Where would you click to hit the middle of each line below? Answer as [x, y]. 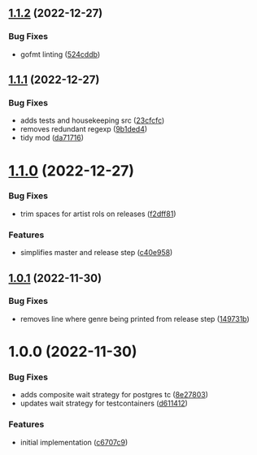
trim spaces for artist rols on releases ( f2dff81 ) [98, 214]
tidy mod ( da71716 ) [52, 138]
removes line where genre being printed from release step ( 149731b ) [135, 318]
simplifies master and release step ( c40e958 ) [96, 253]
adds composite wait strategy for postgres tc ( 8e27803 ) [114, 395]
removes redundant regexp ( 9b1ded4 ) [84, 129]
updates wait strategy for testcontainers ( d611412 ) [104, 403]
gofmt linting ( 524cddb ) [60, 54]
